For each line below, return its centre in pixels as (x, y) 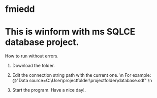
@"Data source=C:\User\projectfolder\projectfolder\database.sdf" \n (82, 81)
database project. (42, 42)
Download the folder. (33, 66)
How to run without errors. (32, 56)
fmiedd (20, 9)
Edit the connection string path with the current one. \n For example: (81, 75)
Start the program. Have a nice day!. (49, 90)
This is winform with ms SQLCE (70, 32)
